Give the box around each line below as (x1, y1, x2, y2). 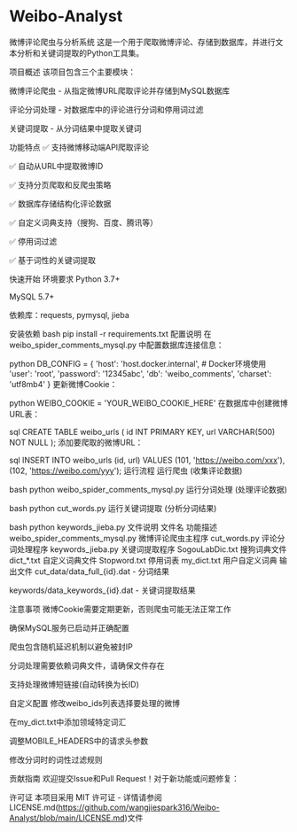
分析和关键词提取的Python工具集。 (16, 47, 145, 58)
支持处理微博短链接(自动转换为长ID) (9, 679, 140, 689)
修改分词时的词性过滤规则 (9, 754, 103, 765)
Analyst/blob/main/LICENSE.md (9, 813, 126, 823)
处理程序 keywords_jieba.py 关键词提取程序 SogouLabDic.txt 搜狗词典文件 (16, 543, 287, 555)
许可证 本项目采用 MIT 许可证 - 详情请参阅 (9, 791, 162, 803)
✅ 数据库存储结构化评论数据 (9, 198, 112, 209)
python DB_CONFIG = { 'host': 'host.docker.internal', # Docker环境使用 (9, 358, 267, 369)
